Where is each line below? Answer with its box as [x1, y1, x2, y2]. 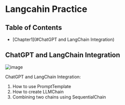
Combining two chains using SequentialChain [12, 94, 106, 100]
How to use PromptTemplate [12, 83, 71, 89]
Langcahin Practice [5, 3, 87, 15]
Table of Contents [5, 23, 62, 32]
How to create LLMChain [12, 89, 64, 95]
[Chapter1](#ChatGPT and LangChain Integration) [12, 36, 115, 42]
